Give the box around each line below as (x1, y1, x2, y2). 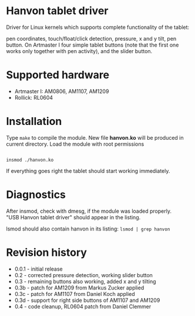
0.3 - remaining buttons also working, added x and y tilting (14, 278, 156, 285)
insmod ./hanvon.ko (6, 157, 54, 163)
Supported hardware (6, 68, 110, 82)
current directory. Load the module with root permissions (6, 140, 144, 147)
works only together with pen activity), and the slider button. (6, 47, 153, 54)
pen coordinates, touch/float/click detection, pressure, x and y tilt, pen (6, 35, 177, 42)
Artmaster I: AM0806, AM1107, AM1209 (14, 87, 109, 95)
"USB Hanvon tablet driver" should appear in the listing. (6, 213, 141, 220)
